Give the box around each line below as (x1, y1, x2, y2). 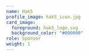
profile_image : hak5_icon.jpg (6, 14, 81, 20)
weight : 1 (6, 41, 31, 47)
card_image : (6, 19, 36, 25)
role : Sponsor (6, 36, 42, 41)
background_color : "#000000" (11, 30, 84, 36)
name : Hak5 (6, 8, 33, 15)
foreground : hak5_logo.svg (11, 24, 78, 31)
